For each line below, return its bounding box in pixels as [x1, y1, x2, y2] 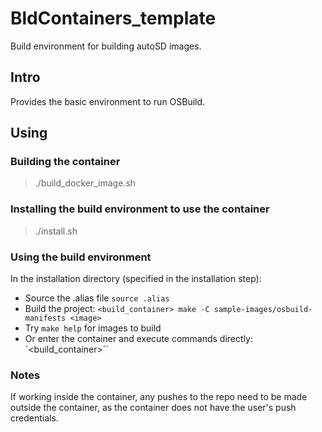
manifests [24, 313, 67, 324]
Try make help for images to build [24, 322, 162, 334]
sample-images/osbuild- [213, 305, 313, 315]
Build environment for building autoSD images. [10, 40, 202, 52]
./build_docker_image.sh [34, 177, 137, 189]
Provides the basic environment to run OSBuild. [10, 95, 206, 107]
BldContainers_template [10, 7, 217, 30]
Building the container [10, 155, 121, 169]
